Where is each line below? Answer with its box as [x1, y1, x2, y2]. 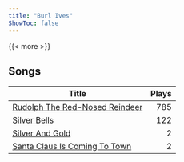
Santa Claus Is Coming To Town [12, 141, 132, 152]
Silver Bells [12, 115, 54, 126]
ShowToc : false [8, 19, 59, 27]
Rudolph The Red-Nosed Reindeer [12, 102, 143, 113]
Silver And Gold [12, 128, 71, 139]
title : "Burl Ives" [8, 11, 74, 20]
